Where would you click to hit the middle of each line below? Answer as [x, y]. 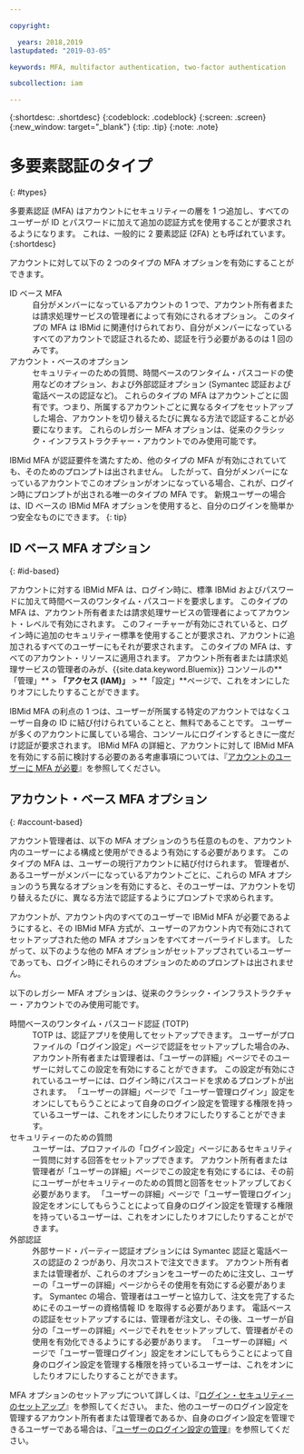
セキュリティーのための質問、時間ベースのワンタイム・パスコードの [159, 373]
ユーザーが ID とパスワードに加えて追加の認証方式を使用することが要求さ [147, 223]
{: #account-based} [46, 822]
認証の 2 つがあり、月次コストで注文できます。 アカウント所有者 [168, 1262]
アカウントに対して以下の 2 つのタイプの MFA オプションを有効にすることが [152, 263]
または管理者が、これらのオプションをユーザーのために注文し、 [151, 1273]
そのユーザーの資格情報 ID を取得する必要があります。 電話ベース [170, 1307]
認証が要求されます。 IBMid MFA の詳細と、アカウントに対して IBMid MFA [155, 745]
